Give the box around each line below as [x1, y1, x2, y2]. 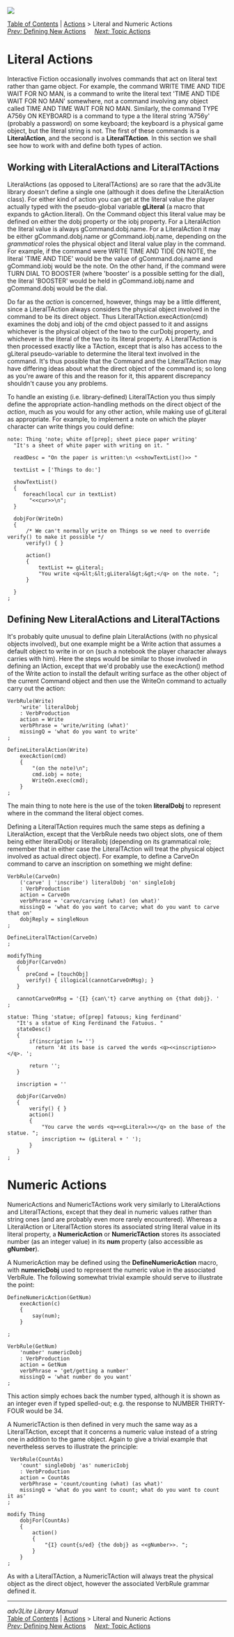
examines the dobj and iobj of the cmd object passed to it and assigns [7, 320, 208, 328]
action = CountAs [19, 1474, 70, 1481]
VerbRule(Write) [7, 697, 54, 704]
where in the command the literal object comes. [7, 808, 144, 817]
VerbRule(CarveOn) [7, 873, 61, 880]
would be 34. [25, 1407, 64, 1415]
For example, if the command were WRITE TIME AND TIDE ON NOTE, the [7, 246, 217, 255]
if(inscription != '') [29, 1037, 95, 1045]
